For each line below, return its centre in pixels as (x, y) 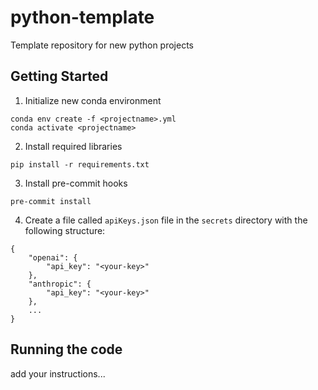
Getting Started (59, 76)
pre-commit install (51, 201)
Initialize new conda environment (93, 100)
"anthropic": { (60, 284)
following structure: (65, 230)
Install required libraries (73, 146)
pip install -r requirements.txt (80, 164)
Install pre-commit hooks (76, 183)
